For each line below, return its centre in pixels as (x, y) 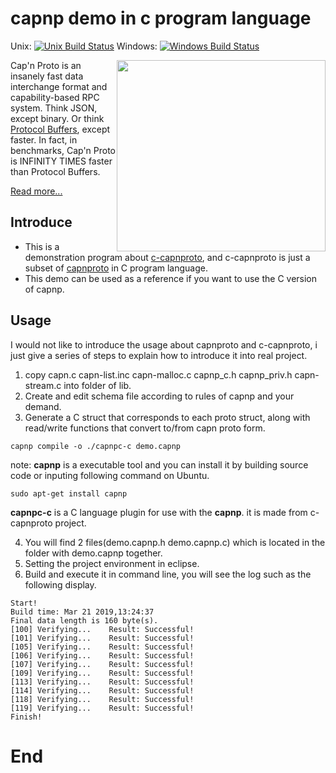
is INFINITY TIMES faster (61, 161)
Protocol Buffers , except (60, 129)
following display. (60, 584)
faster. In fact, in (44, 139)
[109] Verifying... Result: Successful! (102, 673)
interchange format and (59, 86)
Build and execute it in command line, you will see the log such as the (168, 574)
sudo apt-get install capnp (69, 493)
